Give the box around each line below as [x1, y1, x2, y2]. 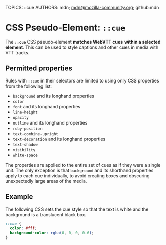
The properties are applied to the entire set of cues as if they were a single [5, 161, 161, 168]
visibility [12, 147, 36, 152]
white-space [12, 153, 38, 158]
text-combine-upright [12, 131, 58, 136]
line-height [12, 110, 38, 115]
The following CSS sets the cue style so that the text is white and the [5, 206, 149, 212]
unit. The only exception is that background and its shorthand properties [5, 167, 154, 173]
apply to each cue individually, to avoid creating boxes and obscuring [5, 172, 150, 179]
